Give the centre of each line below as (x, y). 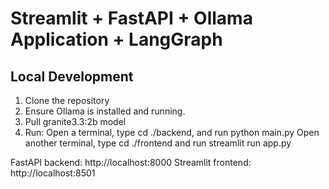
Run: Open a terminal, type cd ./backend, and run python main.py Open (172, 132)
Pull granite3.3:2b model (75, 121)
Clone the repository (67, 100)
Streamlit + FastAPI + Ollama (131, 18)
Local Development (72, 76)
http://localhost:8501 (53, 173)
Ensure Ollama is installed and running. (105, 111)
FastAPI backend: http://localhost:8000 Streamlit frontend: (131, 162)
